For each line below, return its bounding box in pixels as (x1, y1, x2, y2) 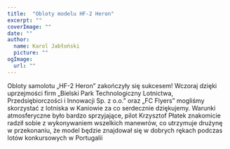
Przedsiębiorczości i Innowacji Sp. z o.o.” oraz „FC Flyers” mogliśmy (7, 96, 205, 105)
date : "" (7, 29, 33, 37)
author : (7, 36, 30, 43)
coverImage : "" (7, 23, 52, 30)
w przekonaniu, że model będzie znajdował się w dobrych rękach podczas (7, 126, 223, 134)
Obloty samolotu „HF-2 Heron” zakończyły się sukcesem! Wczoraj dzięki (7, 81, 217, 90)
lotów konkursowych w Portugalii (7, 134, 103, 142)
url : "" (13, 62, 36, 69)
